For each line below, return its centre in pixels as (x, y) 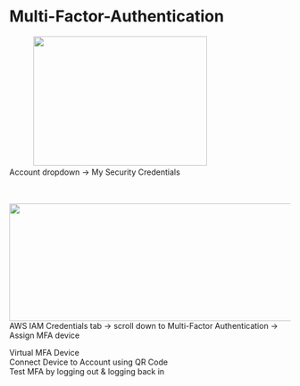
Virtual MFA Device (45, 353)
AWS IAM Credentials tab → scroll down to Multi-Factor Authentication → (144, 326)
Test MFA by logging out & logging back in (87, 372)
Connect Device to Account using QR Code (88, 362)
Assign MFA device (45, 335)
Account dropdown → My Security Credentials (95, 172)
